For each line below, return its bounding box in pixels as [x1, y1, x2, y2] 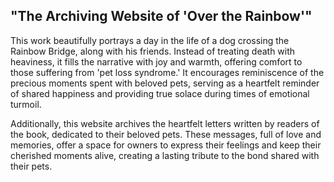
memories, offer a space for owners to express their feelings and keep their [10, 139, 322, 151]
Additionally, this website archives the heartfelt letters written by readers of [10, 117, 320, 129]
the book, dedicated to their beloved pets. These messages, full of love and [10, 128, 322, 140]
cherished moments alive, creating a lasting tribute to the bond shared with [10, 149, 320, 161]
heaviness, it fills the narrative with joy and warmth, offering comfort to [10, 55, 303, 68]
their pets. [10, 160, 53, 172]
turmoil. [10, 98, 42, 110]
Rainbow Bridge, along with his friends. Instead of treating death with [10, 45, 296, 57]
